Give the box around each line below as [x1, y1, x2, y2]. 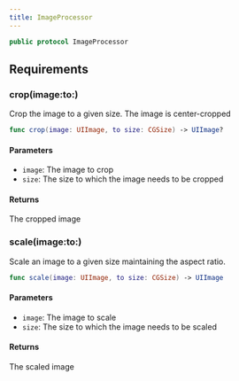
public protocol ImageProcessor [9, 37, 128, 46]
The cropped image [9, 214, 81, 224]
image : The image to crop [21, 165, 113, 175]
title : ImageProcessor [9, 12, 93, 22]
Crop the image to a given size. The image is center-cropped [9, 108, 232, 120]
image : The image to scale [21, 312, 117, 323]
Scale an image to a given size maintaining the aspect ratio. [9, 256, 226, 267]
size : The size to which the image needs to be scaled [21, 321, 217, 332]
